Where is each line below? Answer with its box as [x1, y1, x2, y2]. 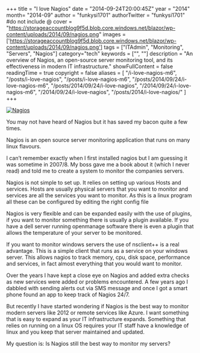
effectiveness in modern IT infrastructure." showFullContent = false [6, 63, 173, 70]
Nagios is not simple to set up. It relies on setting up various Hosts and [6, 179, 182, 186]
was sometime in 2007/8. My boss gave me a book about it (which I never [6, 161, 190, 168]
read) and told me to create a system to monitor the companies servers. [6, 167, 185, 174]
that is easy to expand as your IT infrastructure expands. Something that [6, 316, 186, 322]
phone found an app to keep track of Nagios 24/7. [6, 291, 130, 298]
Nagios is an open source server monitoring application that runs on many [6, 136, 190, 144]
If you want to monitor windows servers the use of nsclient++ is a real [6, 241, 180, 248]
